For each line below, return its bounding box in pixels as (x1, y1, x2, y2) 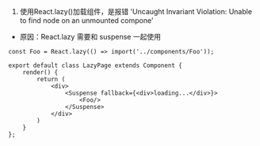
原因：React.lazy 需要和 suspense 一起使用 (19, 32, 161, 41)
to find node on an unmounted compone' (19, 16, 154, 25)
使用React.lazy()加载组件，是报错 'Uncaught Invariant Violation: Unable (19, 7, 252, 16)
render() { (22, 69, 59, 77)
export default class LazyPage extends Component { (8, 62, 182, 69)
